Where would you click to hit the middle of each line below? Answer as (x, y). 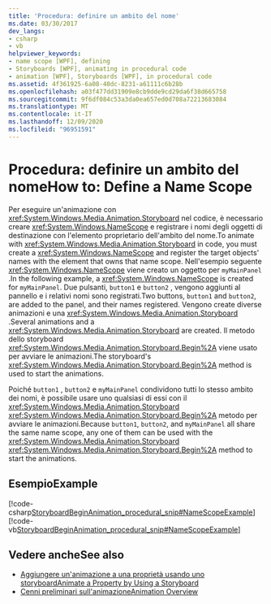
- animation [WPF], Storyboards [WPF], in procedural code (110, 76)
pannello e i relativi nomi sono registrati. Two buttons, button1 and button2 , (133, 295)
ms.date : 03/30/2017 (43, 24)
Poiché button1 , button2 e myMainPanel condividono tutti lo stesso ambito (131, 389)
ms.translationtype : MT (49, 106)
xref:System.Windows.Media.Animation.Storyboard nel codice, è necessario (136, 218)
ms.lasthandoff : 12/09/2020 (56, 122)
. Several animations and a (52, 321)
